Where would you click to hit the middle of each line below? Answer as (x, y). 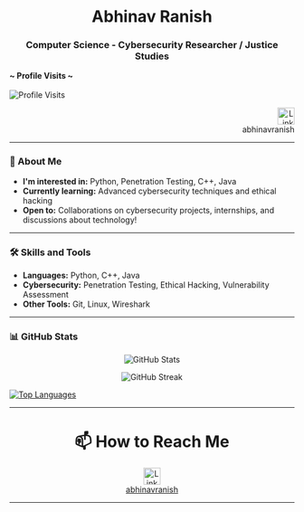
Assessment (46, 295)
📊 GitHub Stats (44, 337)
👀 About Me (36, 162)
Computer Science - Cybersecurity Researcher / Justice (152, 45)
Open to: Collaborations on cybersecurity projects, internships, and (148, 210)
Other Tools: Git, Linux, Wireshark (86, 304)
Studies (152, 56)
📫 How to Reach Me (152, 441)
